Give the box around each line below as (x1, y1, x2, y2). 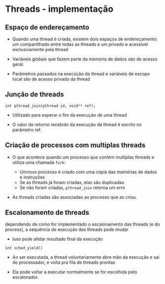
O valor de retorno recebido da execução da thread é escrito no (12, 122, 142, 127)
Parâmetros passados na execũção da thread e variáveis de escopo (12, 71, 150, 77)
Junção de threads (5, 90, 64, 99)
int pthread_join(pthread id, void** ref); (5, 103, 96, 108)
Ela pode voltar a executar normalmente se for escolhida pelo (12, 269, 137, 275)
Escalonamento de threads (5, 208, 90, 217)
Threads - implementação (5, 3, 114, 15)
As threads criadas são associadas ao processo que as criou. (12, 194, 137, 200)
